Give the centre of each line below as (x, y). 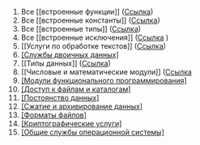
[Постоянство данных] (60, 98)
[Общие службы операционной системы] (93, 132)
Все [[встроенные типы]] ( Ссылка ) (81, 29)
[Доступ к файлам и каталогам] (76, 89)
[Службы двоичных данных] (70, 55)
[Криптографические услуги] (71, 124)
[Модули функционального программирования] (104, 81)
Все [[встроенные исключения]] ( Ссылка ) (95, 37)
